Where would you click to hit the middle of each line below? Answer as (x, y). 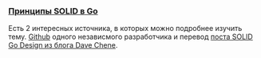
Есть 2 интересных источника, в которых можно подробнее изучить (125, 29)
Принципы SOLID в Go (53, 11)
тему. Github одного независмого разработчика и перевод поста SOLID (130, 37)
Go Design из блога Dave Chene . (63, 45)
